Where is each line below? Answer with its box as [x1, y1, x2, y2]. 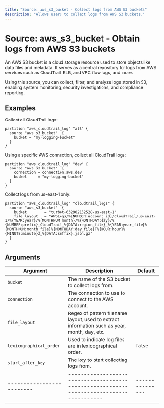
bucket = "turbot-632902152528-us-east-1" [14, 210, 117, 215]
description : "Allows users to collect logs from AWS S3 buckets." [5, 12, 145, 17]
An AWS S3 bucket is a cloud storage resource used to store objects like [5, 59, 151, 65]
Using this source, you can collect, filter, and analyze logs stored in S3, [5, 79, 148, 85]
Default [137, 267, 155, 274]
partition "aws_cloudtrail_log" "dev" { [5, 162, 89, 167]
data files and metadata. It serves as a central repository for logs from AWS [5, 65, 157, 71]
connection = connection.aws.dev [14, 170, 82, 175]
